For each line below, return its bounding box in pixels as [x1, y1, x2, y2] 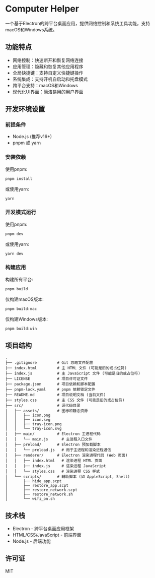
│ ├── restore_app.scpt [5, 483, 69, 488]
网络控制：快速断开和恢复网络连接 [12, 57, 84, 63]
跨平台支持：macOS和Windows [12, 82, 78, 88]
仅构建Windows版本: [5, 316, 48, 322]
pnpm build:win [5, 326, 37, 331]
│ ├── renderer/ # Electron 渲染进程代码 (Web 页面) [5, 453, 128, 458]
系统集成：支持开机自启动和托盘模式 [12, 76, 88, 82]
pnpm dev [5, 231, 24, 236]
